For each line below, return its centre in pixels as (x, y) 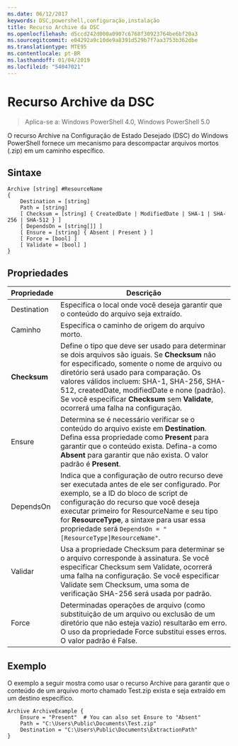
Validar (22, 571)
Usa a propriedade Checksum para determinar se (142, 549)
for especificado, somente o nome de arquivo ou (141, 364)
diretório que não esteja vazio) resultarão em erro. (143, 623)
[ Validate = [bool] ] (53, 245)
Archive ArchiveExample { (45, 711)
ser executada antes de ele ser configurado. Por (140, 485)
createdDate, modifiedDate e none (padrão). (151, 390)
